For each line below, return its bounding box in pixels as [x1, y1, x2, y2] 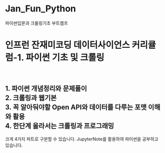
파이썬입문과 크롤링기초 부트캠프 [5, 20, 68, 26]
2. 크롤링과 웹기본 [5, 94, 57, 102]
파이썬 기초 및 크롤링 [25, 52, 105, 63]
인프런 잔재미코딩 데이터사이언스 [5, 39, 130, 51]
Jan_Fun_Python [5, 3, 76, 14]
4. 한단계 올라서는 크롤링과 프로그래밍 [5, 122, 114, 130]
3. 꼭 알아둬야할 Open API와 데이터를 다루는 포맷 [5, 103, 147, 112]
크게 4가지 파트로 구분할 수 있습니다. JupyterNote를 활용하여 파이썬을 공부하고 [5, 136, 159, 142]
